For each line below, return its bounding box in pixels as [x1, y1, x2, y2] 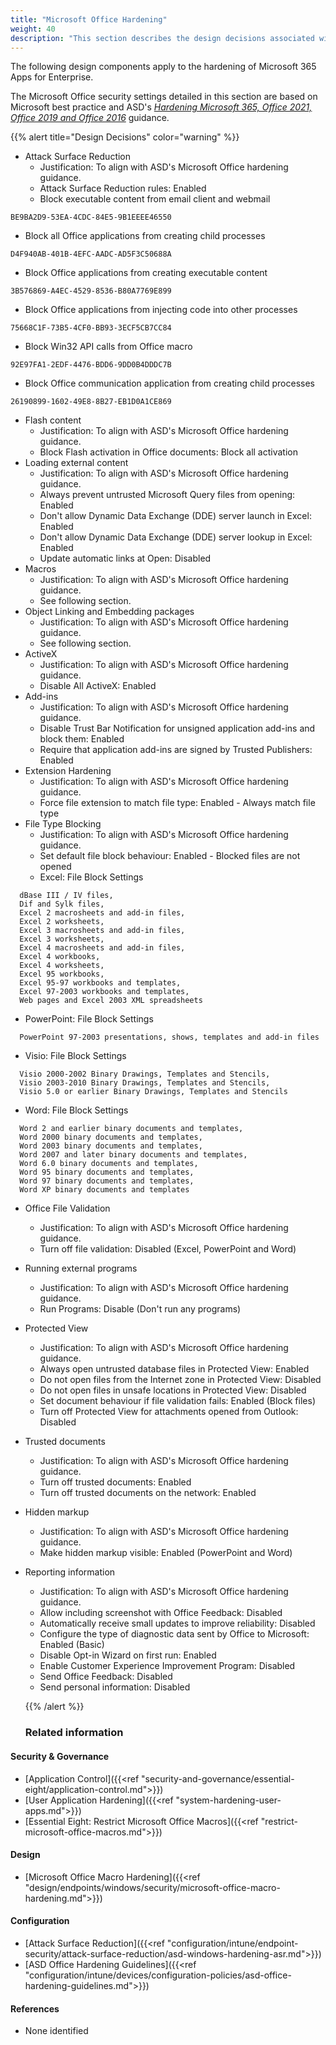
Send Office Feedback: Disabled [39, 1671, 173, 1683]
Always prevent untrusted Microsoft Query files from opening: [39, 489, 296, 501]
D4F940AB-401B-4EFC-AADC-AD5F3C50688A [10, 249, 172, 260]
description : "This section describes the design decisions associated [10, 33, 315, 43]
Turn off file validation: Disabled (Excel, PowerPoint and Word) [39, 1243, 297, 1255]
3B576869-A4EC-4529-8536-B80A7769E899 [10, 286, 172, 296]
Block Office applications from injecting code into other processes [24, 304, 298, 316]
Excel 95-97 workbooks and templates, [19, 978, 182, 988]
